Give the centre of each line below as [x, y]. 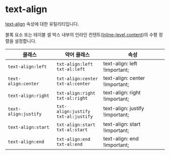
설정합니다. [26, 41]
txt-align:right [76, 93]
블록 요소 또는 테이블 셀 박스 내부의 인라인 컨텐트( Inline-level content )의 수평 [81, 34]
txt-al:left [71, 69]
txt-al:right [72, 98]
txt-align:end [73, 139]
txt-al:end [69, 144]
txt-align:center [77, 79]
